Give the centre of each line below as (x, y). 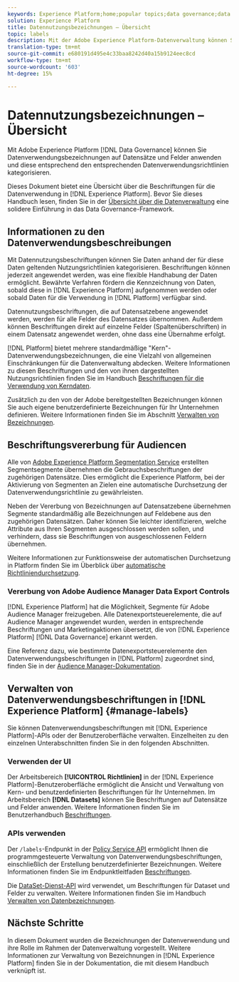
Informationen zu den (56, 231)
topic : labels (28, 34)
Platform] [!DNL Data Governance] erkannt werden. (83, 637)
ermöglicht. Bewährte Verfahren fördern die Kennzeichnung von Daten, (112, 283)
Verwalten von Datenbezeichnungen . (62, 900)
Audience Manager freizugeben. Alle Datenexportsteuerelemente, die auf (115, 614)
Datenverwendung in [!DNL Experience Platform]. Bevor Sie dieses (105, 194)
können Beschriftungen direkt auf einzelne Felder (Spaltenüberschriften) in (117, 327)
